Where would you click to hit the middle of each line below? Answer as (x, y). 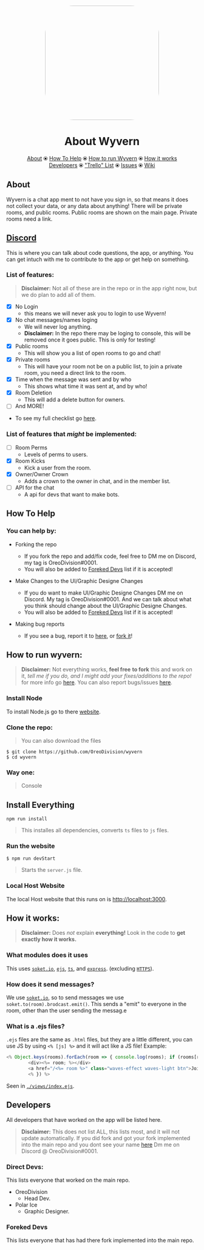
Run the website (31, 846)
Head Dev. (37, 1198)
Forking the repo (36, 544)
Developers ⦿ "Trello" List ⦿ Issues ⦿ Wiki (102, 165)
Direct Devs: (25, 1166)
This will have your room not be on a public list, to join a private (103, 366)
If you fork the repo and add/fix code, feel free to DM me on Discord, (110, 556)
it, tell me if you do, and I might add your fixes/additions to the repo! (106, 676)
